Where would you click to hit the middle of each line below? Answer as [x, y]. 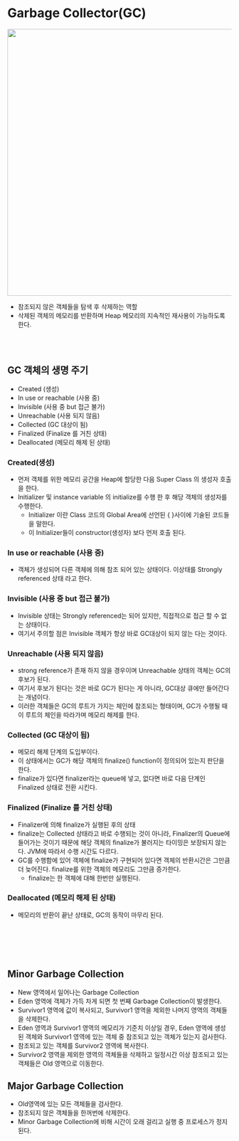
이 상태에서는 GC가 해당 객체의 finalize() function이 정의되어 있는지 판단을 [121, 761]
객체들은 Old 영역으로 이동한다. [61, 1063]
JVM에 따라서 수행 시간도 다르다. [73, 851]
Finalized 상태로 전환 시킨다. [57, 787]
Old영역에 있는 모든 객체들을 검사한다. [70, 1104]
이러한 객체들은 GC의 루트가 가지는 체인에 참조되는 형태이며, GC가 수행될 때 [122, 706]
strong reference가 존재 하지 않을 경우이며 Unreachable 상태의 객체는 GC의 [124, 670]
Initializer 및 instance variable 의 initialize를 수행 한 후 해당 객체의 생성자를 [122, 497]
